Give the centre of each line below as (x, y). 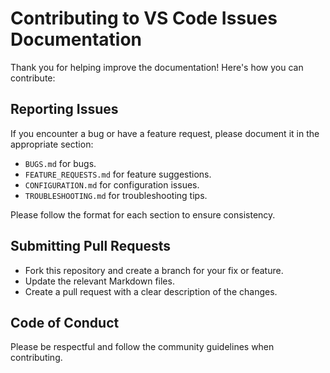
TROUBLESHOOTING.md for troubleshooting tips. (116, 195)
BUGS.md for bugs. (60, 163)
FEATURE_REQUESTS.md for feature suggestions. (118, 174)
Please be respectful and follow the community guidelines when (142, 347)
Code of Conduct (65, 322)
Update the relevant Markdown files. (99, 281)
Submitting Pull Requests (91, 246)
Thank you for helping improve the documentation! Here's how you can (157, 67)
